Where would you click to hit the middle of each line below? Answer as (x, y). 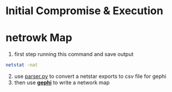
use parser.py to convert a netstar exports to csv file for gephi (90, 76)
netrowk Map (39, 38)
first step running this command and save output (74, 54)
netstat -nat (22, 65)
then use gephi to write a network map (62, 83)
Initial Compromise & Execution (85, 11)
